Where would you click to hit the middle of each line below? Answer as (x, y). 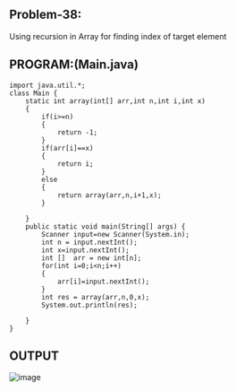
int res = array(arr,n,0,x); (96, 297)
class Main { (34, 93)
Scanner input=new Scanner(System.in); (116, 234)
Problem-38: (46, 15)
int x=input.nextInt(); (85, 250)
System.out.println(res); (90, 305)
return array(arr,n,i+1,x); (110, 195)
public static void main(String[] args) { (105, 226)
